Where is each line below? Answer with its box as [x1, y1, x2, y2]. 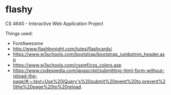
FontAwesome [12, 40, 44, 46]
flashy [5, 4, 33, 15]
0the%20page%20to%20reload [12, 83, 81, 90]
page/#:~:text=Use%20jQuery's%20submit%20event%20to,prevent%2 [12, 78, 166, 84]
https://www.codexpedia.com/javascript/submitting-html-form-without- [12, 67, 165, 74]
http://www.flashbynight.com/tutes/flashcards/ [12, 45, 112, 52]
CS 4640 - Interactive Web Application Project [5, 20, 104, 27]
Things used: [5, 30, 33, 36]
